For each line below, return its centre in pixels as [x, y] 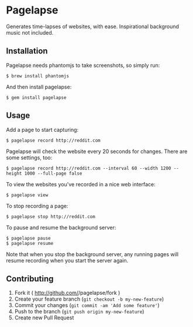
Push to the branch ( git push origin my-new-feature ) [79, 312]
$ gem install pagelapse [36, 97]
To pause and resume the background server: [61, 227]
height [14, 173]
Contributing [30, 279]
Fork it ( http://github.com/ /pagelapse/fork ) [67, 293]
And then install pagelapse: [39, 87]
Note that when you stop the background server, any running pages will [92, 254]
